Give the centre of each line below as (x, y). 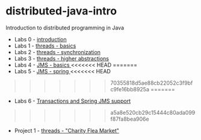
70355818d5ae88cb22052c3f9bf (152, 83)
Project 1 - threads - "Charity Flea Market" (67, 130)
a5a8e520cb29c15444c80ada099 (153, 112)
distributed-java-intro (61, 11)
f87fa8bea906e (130, 119)
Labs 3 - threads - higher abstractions (62, 58)
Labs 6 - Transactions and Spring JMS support (72, 101)
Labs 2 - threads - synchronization (57, 52)
